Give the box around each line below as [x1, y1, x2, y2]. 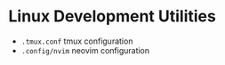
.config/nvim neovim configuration [20, 45, 150, 55]
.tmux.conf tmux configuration [20, 36, 133, 46]
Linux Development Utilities [8, 6, 217, 27]
